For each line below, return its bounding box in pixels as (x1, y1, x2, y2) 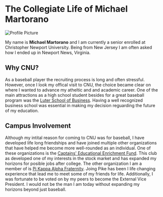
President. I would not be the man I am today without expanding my (5, 181, 140, 187)
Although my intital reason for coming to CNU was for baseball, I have (5, 135, 145, 141)
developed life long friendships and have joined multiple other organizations (5, 140, 157, 145)
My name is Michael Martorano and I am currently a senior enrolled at (5, 39, 146, 45)
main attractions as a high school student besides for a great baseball (5, 92, 145, 98)
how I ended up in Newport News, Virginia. (5, 50, 91, 55)
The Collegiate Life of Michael (5, 3, 128, 15)
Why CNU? (5, 64, 39, 72)
